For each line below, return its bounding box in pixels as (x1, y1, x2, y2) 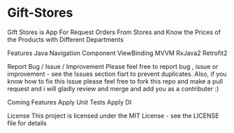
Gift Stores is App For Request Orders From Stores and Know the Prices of (7, 28, 221, 36)
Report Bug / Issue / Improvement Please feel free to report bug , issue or (7, 62, 219, 70)
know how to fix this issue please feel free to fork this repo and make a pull (7, 77, 224, 85)
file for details (7, 118, 47, 127)
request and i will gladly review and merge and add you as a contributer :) (7, 84, 219, 93)
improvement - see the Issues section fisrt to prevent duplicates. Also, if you (7, 70, 227, 78)
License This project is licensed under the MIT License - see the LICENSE (7, 111, 219, 120)
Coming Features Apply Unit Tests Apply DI (7, 97, 132, 106)
